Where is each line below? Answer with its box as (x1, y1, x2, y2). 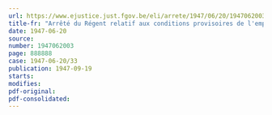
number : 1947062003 (8, 42, 74, 50)
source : (8, 34, 35, 43)
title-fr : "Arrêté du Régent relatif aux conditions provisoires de (8, 19, 244, 28)
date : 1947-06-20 (8, 27, 67, 35)
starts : (8, 72, 35, 80)
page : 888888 (8, 49, 53, 57)
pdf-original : (8, 87, 57, 96)
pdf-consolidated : (8, 95, 70, 103)
